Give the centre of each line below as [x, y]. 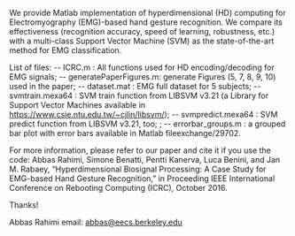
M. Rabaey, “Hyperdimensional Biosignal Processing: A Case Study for [138, 169]
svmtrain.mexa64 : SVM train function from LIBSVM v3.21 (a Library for [139, 95]
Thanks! [24, 205]
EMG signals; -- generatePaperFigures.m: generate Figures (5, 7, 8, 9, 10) [143, 77]
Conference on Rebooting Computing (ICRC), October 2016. [118, 188]
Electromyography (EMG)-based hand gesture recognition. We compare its [146, 22]
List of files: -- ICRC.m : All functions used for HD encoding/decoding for [142, 67]
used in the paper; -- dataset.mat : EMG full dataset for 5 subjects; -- [135, 86]
